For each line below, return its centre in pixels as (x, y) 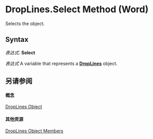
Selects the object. (25, 24)
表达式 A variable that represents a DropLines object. (61, 63)
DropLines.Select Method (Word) (77, 9)
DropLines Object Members (34, 131)
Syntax (17, 40)
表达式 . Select (20, 53)
